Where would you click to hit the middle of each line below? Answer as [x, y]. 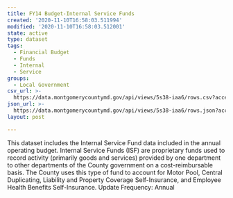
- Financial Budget [42, 53]
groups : [18, 78]
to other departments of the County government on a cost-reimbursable [110, 165]
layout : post [26, 117]
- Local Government [42, 85]
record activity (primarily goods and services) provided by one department [114, 158]
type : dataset [28, 40]
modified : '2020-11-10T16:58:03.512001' [67, 26]
